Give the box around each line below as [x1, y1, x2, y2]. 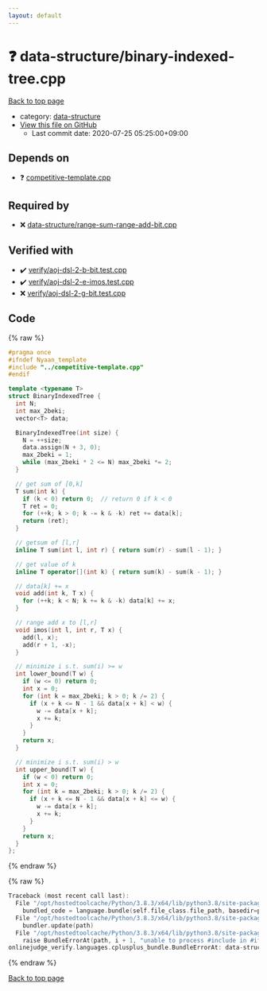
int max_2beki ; [15, 407, 66, 415]
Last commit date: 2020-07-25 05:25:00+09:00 [31, 128, 188, 137]
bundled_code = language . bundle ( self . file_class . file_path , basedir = [22, 907, 258, 915]
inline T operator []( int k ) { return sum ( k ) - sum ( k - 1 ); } [15, 567, 222, 576]
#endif [8, 370, 30, 378]
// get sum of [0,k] [15, 480, 83, 488]
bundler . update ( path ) [22, 921, 94, 930]
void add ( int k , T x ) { [15, 590, 94, 598]
